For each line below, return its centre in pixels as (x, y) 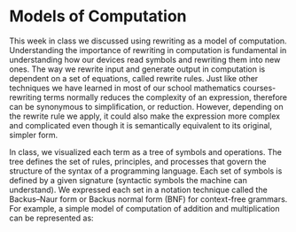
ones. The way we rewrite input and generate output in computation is (137, 69)
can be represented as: (52, 218)
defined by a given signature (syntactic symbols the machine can (129, 180)
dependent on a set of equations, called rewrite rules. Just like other (134, 78)
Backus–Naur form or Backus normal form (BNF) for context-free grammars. (148, 199)
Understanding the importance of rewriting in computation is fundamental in (148, 50)
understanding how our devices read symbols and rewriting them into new (145, 59)
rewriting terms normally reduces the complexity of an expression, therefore (148, 97)
